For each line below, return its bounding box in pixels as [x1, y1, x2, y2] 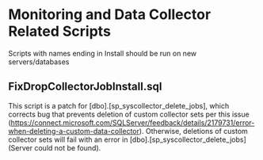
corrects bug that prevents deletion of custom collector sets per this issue [8, 109, 250, 119]
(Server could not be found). [8, 143, 101, 152]
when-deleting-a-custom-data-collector [8, 126, 140, 135]
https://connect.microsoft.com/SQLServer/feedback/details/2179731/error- [10, 117, 255, 128]
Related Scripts [8, 22, 111, 40]
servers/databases [8, 57, 70, 67]
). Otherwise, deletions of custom [139, 126, 248, 135]
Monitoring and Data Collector [8, 6, 212, 24]
